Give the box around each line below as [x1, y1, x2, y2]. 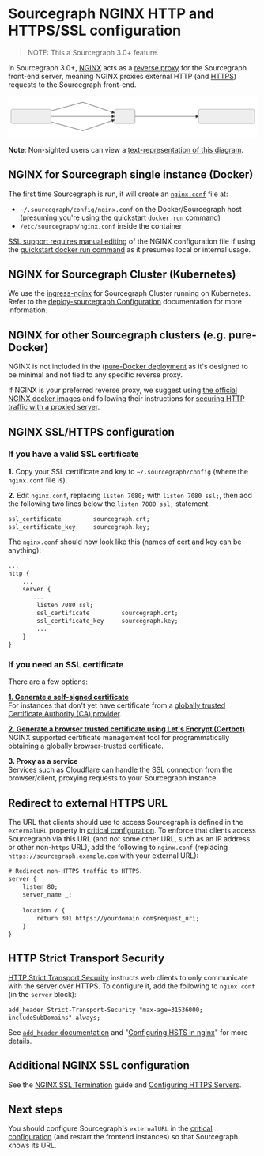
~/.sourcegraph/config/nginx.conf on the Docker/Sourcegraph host [19, 204, 243, 213]
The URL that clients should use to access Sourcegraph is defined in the [8, 817, 243, 826]
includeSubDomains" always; [8, 1014, 101, 1022]
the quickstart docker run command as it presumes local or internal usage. [8, 244, 251, 254]
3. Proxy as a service [8, 757, 78, 766]
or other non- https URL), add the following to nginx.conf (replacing [8, 842, 228, 852]
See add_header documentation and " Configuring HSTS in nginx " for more [8, 1027, 248, 1037]
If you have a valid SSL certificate [8, 448, 139, 459]
